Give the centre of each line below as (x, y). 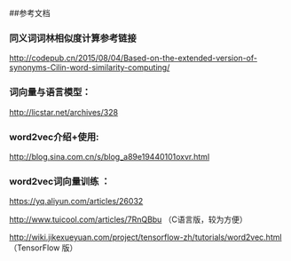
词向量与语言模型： (50, 92)
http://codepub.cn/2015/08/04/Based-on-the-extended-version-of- (133, 58)
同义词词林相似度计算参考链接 (73, 38)
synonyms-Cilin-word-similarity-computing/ (90, 67)
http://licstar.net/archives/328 (63, 112)
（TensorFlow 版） (43, 248)
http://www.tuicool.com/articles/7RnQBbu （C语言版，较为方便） (129, 219)
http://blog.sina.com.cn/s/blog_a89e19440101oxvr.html (110, 156)
